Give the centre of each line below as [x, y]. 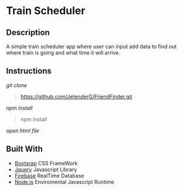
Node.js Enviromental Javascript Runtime [64, 182]
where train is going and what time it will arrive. [63, 53]
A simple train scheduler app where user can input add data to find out [91, 46]
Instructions [29, 71]
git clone [17, 85]
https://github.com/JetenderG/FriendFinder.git [76, 96]
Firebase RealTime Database [49, 175]
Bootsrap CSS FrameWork [46, 163]
